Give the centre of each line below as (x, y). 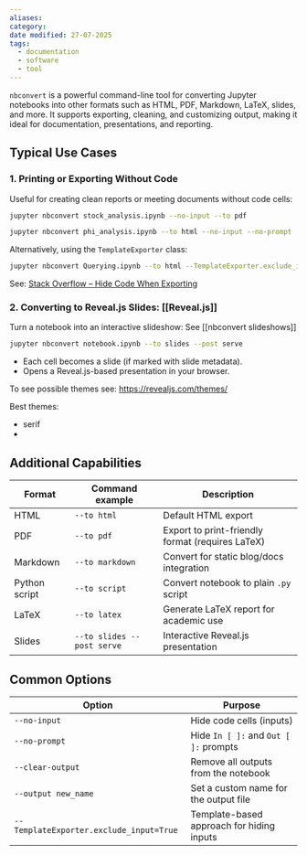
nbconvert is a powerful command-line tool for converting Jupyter (133, 95)
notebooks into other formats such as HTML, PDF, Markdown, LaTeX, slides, (153, 104)
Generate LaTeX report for (219, 609)
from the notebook (231, 773)
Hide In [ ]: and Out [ (240, 735)
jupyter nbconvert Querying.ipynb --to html (95, 266)
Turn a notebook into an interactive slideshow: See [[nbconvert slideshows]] (153, 327)
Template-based (227, 814)
